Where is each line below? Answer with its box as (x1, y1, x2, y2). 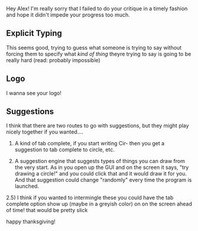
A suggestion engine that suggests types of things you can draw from (14, 158, 185, 165)
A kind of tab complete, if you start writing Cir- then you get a (14, 140, 165, 147)
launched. (14, 183, 40, 190)
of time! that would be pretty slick (6, 207, 88, 214)
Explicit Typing (6, 28, 62, 38)
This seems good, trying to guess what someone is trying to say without (6, 44, 182, 51)
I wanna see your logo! (6, 89, 62, 96)
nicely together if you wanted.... (6, 128, 84, 135)
